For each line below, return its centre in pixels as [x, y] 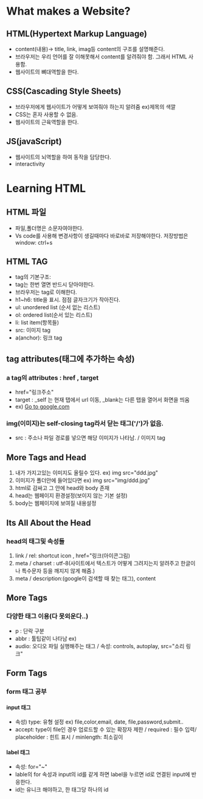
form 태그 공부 [26, 691]
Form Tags [27, 673]
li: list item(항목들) [37, 323]
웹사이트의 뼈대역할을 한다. [47, 72]
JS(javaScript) [34, 141]
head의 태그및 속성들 [36, 541]
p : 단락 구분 [29, 630]
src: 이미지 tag [33, 330]
